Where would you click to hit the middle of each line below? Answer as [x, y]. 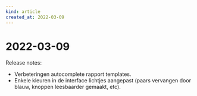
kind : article [23, 12]
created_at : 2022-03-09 [35, 17]
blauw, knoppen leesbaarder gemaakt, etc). [68, 87]
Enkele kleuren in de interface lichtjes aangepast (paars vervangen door [103, 81]
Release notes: [24, 63]
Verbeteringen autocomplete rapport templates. [73, 74]
